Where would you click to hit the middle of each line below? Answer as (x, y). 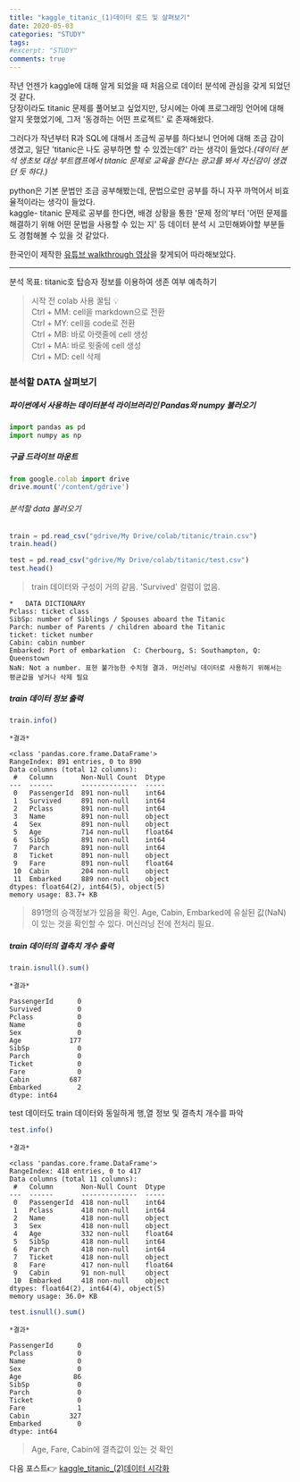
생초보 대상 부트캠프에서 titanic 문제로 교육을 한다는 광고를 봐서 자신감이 (144, 160)
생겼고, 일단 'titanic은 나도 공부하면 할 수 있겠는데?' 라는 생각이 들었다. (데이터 (144, 149)
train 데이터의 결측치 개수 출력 (62, 946)
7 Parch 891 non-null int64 (89, 847)
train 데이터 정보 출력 (46, 698)
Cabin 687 (46, 1079)
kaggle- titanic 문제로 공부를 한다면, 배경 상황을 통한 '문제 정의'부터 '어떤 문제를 (149, 213)
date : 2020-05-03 (42, 26)
